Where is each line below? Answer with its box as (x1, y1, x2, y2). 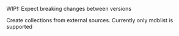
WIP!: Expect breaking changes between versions (6, 5, 132, 12)
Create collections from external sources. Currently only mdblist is (6, 17, 174, 23)
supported (6, 23, 32, 30)
